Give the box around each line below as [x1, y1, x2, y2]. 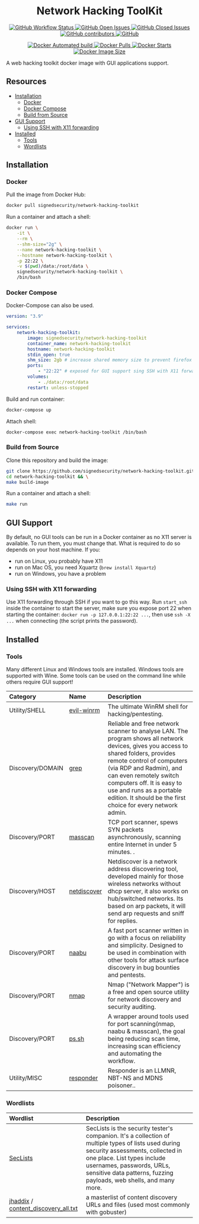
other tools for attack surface [107, 956, 189, 964]
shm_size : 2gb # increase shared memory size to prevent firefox [27, 357, 192, 363]
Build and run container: [6, 396, 65, 403]
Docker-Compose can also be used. [6, 302, 94, 309]
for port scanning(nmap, [107, 1020, 176, 1028]
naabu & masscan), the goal [107, 1027, 185, 1035]
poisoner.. [107, 1081, 136, 1089]
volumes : [27, 374, 49, 380]
